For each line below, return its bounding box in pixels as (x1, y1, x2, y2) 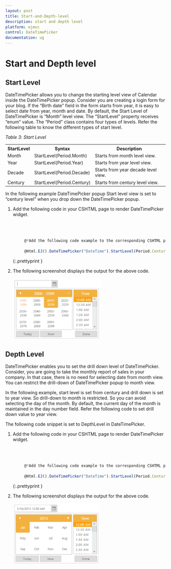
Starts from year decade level (95, 167, 157, 173)
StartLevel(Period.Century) (34, 179, 91, 185)
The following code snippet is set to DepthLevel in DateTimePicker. (5, 421, 146, 428)
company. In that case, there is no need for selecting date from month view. (5, 374, 164, 381)
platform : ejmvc (5, 25, 40, 30)
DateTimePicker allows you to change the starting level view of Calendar (5, 92, 157, 98)
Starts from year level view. (95, 160, 152, 165)
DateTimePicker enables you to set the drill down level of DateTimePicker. (5, 363, 160, 370)
